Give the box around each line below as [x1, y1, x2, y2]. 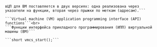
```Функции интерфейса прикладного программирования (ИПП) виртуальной [5, 25, 152, 30]
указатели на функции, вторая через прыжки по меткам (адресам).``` [5, 8, 146, 13]
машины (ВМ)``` [5, 29, 36, 34]
